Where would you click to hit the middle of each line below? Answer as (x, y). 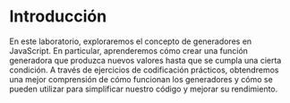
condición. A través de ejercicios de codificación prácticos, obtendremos (144, 70)
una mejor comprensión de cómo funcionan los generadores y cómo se (141, 79)
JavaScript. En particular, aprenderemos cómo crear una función (129, 50)
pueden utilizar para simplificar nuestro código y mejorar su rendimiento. (144, 89)
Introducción (58, 17)
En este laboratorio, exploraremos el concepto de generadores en (131, 41)
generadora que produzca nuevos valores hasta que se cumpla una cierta (145, 60)
